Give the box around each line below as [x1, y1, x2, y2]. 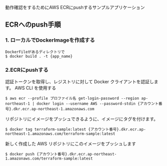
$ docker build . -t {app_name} [5, 54, 73, 59]
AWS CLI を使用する [15, 85, 56, 91]
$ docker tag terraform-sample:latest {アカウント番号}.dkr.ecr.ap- [5, 127, 146, 132]
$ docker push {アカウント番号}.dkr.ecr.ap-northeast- [5, 151, 117, 156]
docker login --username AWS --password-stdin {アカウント [37, 101, 159, 106]
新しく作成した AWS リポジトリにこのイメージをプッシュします [5, 140, 136, 146]
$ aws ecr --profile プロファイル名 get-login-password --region [5, 96, 139, 101]
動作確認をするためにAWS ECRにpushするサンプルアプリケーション [5, 5, 145, 10]
